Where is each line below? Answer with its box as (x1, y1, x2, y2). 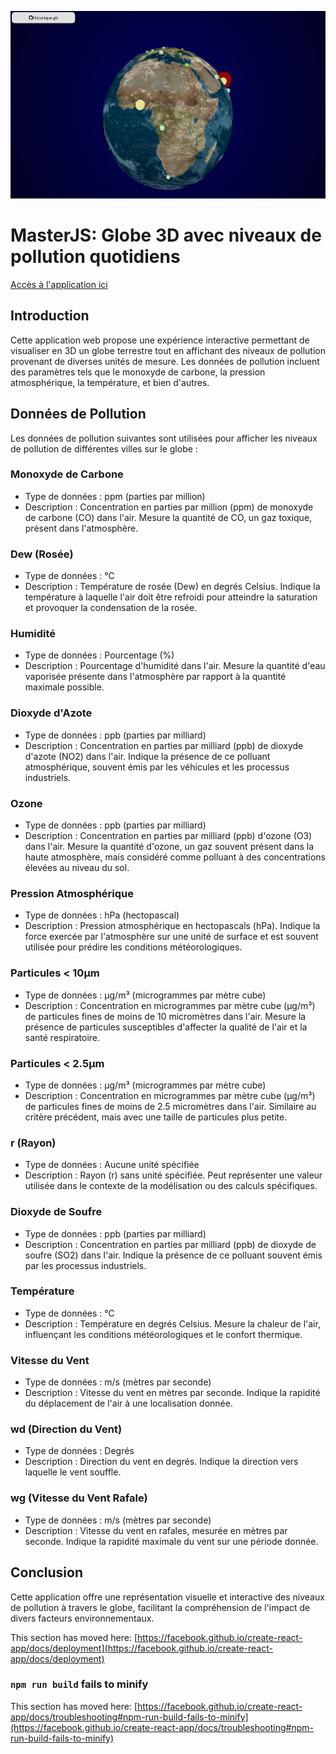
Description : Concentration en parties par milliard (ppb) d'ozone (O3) (24, 830, 313, 842)
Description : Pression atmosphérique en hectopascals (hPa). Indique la (24, 920, 321, 932)
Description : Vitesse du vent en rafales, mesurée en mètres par (24, 1524, 288, 1536)
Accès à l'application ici (10, 278, 108, 290)
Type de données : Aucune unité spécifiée (24, 1159, 200, 1171)
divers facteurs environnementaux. (10, 1612, 155, 1624)
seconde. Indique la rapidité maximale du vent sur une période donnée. (24, 1535, 319, 1547)
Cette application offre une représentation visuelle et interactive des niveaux (10, 1591, 325, 1603)
